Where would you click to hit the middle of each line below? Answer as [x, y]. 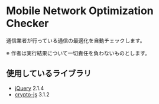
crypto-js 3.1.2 [32, 94]
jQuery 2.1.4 [29, 88]
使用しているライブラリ [49, 74]
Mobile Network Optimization [80, 11]
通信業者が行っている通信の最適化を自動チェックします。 [76, 40]
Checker [27, 23]
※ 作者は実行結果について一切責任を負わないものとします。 [78, 53]
